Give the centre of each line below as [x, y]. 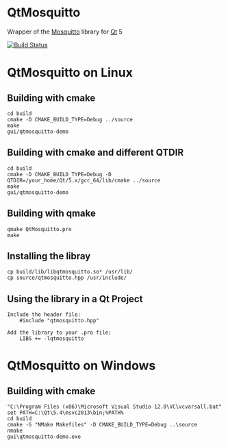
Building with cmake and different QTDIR [95, 153]
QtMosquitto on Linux [70, 73]
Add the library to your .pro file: [59, 333]
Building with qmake [51, 214]
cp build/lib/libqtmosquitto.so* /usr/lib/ [70, 272]
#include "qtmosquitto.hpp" [59, 321]
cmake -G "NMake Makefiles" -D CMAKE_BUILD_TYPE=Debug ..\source [102, 425]
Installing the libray [49, 256]
